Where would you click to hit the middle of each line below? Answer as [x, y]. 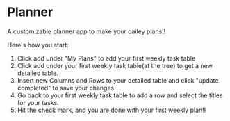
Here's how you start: [38, 45]
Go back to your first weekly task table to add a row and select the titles [120, 95]
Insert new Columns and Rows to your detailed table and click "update [118, 80]
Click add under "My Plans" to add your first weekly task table [106, 58]
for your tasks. [38, 102]
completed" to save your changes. [66, 88]
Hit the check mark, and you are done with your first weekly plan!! [112, 110]
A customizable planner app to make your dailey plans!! [87, 31]
